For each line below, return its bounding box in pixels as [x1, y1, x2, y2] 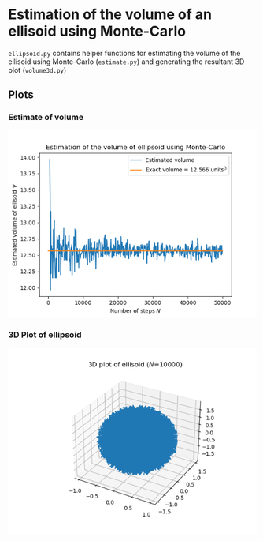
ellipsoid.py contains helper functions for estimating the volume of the [8, 48, 241, 58]
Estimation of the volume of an [8, 6, 213, 24]
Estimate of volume [8, 112, 84, 123]
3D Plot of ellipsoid [8, 329, 82, 340]
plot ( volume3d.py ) [8, 65, 67, 74]
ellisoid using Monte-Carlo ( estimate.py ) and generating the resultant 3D [8, 57, 245, 66]
